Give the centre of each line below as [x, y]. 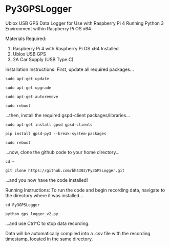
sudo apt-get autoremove [32, 97]
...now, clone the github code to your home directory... [62, 152]
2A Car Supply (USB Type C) [43, 59]
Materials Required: [26, 39]
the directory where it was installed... [44, 195]
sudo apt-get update [27, 79]
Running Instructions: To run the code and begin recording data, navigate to [85, 190]
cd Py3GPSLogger [23, 205]
